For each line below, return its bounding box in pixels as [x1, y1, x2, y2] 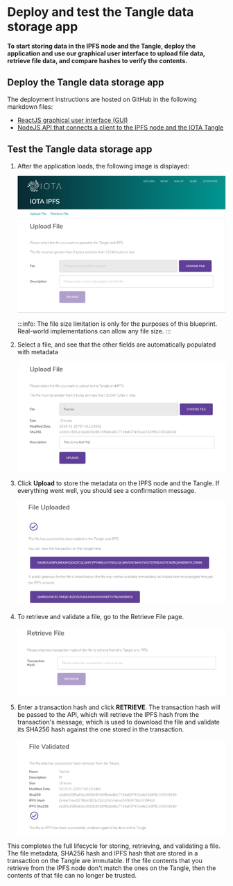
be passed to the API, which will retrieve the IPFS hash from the [17, 711, 200, 719]
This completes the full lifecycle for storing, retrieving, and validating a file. [7, 842, 221, 850]
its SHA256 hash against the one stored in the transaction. [17, 725, 184, 733]
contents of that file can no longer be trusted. [7, 871, 137, 879]
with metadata [17, 348, 59, 356]
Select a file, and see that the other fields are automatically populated [17, 340, 216, 349]
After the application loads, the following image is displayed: [17, 162, 189, 170]
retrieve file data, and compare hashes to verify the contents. [7, 56, 188, 64]
